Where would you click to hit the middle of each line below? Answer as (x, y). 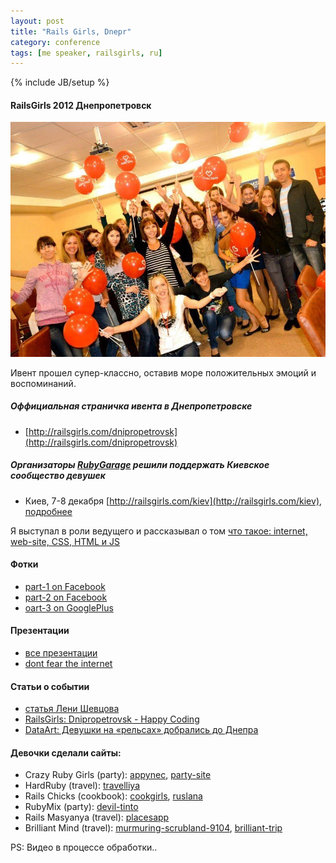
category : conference (55, 42)
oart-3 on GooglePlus (69, 607)
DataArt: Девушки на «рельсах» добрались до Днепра (141, 730)
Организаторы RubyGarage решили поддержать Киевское (140, 465)
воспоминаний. (43, 383)
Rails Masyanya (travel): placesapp (97, 817)
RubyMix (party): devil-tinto (81, 807)
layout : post (37, 21)
